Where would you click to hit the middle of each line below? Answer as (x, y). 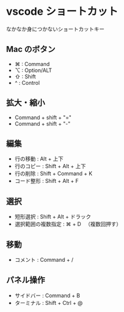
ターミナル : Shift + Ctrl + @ (49, 303)
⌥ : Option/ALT (33, 70)
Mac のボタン (31, 49)
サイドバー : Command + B (47, 295)
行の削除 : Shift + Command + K (53, 173)
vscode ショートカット (62, 12)
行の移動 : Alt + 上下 (39, 159)
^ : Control (27, 83)
